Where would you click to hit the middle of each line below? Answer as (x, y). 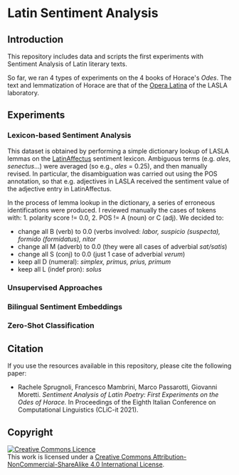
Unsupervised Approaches (55, 287)
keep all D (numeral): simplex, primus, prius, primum (94, 262)
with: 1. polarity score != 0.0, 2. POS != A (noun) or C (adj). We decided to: (116, 218)
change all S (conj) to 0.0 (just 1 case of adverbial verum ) (101, 254)
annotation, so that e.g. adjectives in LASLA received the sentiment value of (118, 181)
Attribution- (170, 457)
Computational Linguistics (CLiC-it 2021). (78, 410)
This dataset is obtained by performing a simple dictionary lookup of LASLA (118, 151)
